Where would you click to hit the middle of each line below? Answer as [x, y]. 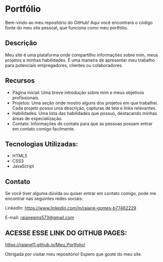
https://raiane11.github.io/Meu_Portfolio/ [45, 245]
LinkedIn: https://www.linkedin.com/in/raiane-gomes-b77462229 [71, 208]
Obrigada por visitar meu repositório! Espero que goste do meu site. [74, 254]
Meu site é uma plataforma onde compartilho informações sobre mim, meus [81, 55]
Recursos [20, 81]
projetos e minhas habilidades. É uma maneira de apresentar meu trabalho [80, 60]
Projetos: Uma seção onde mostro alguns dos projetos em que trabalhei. [85, 103]
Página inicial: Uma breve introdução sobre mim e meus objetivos [78, 92]
